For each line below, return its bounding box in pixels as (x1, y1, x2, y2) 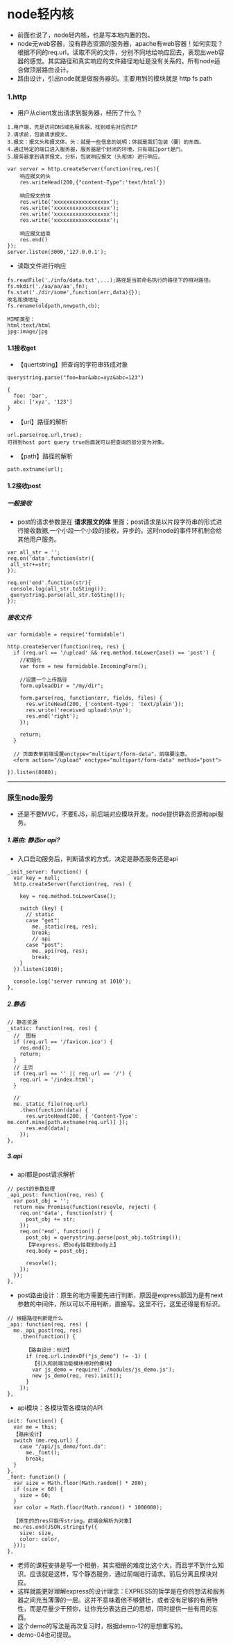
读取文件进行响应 (17, 262, 67, 270)
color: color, (19, 1536, 60, 1543)
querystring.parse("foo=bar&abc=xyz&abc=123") (7, 374, 144, 381)
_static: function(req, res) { (7, 1025, 98, 1032)
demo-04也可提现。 (17, 1630, 75, 1639)
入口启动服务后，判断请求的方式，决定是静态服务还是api (17, 855, 178, 863)
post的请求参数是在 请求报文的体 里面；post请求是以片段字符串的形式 (17, 517, 216, 526)
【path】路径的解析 (17, 452, 74, 460)
